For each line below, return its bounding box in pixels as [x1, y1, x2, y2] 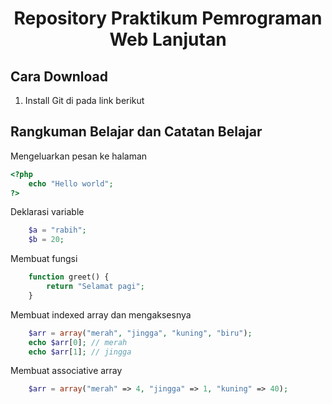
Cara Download [10, 68, 109, 85]
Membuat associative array [10, 365, 123, 377]
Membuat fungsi [10, 253, 78, 265]
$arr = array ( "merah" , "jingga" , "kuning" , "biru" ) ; [28, 328, 253, 338]
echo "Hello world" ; [28, 178, 114, 189]
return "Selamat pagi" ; [46, 282, 145, 292]
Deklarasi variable [10, 206, 85, 218]
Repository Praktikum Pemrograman [13, 7, 323, 30]
